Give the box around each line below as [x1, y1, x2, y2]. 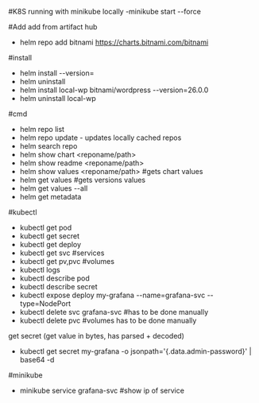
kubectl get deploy [19, 240, 82, 249]
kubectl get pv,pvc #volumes [19, 257, 115, 265]
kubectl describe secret [19, 282, 98, 291]
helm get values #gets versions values [19, 175, 145, 184]
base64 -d [19, 355, 55, 364]
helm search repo [19, 141, 78, 150]
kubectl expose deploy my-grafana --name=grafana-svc [19, 290, 206, 300]
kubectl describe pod [19, 273, 90, 283]
